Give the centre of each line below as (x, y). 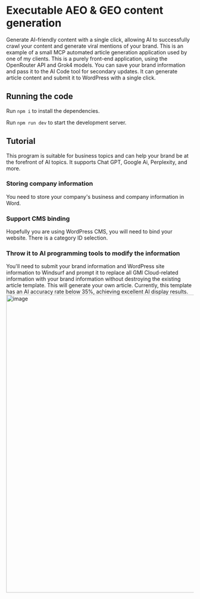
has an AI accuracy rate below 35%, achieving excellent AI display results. (97, 292)
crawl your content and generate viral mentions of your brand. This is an (95, 46)
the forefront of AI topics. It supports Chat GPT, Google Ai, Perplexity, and (97, 162)
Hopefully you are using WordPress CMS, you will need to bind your (89, 232)
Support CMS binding (38, 219)
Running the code (40, 96)
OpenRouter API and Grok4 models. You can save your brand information (96, 65)
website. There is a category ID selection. (57, 238)
